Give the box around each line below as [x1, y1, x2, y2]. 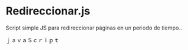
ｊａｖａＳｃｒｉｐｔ [5, 36, 59, 43]
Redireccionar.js [5, 4, 91, 18]
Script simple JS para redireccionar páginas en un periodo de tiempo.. [5, 24, 183, 31]
